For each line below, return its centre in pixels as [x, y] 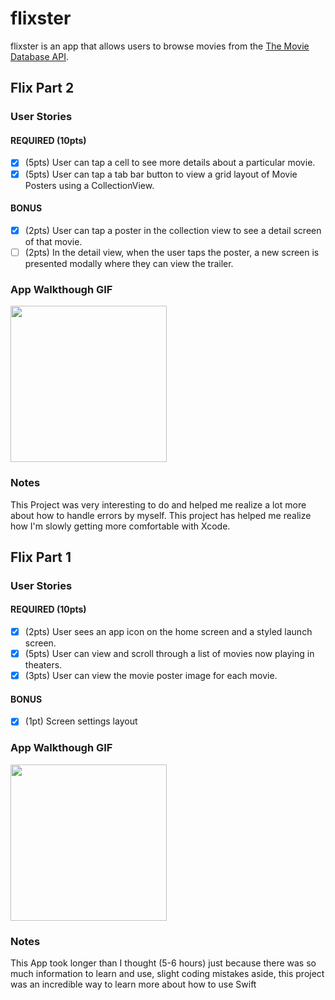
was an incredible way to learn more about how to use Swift [133, 984]
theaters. [43, 665]
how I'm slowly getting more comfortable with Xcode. [120, 526]
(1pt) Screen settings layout [81, 721]
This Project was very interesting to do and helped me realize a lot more [158, 504]
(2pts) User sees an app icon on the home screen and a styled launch [168, 632]
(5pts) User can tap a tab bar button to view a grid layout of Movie [161, 174]
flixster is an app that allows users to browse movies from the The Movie [160, 46]
